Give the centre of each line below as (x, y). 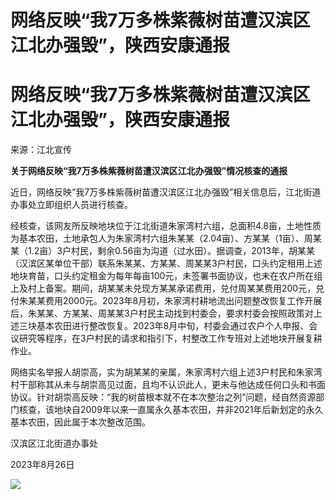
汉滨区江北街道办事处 (54, 443)
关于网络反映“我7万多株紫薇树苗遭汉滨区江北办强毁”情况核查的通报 (149, 171)
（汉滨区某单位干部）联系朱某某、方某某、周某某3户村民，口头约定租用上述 (166, 263)
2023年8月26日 (42, 465)
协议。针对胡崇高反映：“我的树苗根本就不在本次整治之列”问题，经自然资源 (163, 397)
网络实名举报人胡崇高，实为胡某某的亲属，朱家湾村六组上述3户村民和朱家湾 (166, 372)
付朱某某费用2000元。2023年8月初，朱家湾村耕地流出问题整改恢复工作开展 (166, 301)
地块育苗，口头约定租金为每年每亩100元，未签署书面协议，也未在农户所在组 (166, 276)
